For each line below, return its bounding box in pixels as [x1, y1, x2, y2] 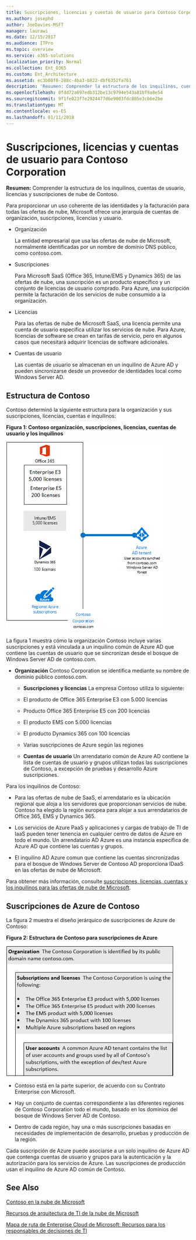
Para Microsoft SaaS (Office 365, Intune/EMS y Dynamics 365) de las [14, 272, 181, 279]
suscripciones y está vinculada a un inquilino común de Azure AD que [6, 643, 174, 650]
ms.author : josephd [6, 15, 54, 22]
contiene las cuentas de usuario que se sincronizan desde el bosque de [6, 650, 179, 657]
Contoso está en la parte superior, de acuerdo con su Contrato [14, 1082, 165, 1089]
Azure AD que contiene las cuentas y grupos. [14, 843, 124, 850]
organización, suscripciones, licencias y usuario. [6, 214, 123, 222]
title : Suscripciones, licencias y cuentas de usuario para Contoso [6, 9, 176, 15]
